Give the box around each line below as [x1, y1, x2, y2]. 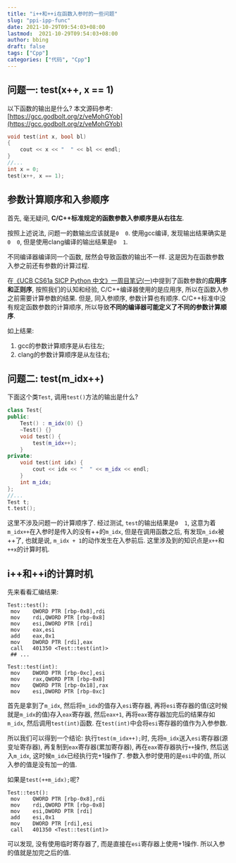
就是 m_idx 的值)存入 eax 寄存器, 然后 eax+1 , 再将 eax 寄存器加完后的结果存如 [7, 710, 216, 719]
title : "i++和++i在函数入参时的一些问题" [7, 10, 118, 18]
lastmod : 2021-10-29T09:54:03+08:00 [7, 30, 118, 37]
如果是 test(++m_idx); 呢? [7, 776, 80, 784]
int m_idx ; [20, 478, 52, 486]
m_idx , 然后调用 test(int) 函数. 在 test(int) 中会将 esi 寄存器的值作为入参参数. [7, 719, 228, 728]
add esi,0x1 [10, 814, 55, 821]
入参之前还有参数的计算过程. [7, 261, 90, 270]
